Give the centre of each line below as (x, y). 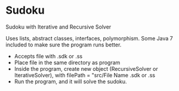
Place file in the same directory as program (67, 62)
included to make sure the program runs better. (64, 45)
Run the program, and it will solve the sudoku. (70, 81)
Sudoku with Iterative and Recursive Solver (58, 27)
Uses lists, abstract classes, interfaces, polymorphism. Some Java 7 (89, 38)
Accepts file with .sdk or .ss (48, 56)
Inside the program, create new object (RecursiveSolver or (86, 68)
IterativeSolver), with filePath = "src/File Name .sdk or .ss (85, 75)
